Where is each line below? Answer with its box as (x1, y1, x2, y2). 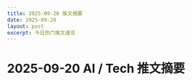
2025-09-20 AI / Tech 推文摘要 (7, 61, 185, 76)
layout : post (7, 23, 44, 30)
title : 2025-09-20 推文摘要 (7, 10, 83, 17)
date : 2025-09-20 (7, 16, 57, 23)
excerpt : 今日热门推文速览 (7, 29, 76, 36)
